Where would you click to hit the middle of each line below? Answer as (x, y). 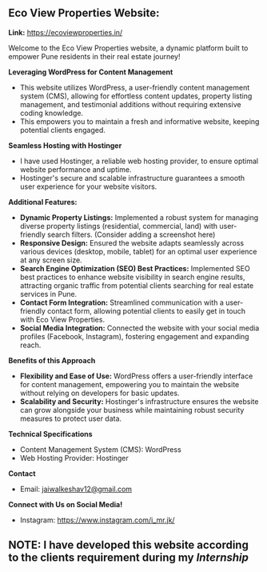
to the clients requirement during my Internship (129, 558)
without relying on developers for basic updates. (100, 393)
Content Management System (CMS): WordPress (100, 449)
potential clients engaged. (63, 130)
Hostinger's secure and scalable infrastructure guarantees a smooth (132, 178)
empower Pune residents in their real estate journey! (95, 56)
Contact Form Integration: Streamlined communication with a (122, 302)
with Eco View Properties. (62, 319)
